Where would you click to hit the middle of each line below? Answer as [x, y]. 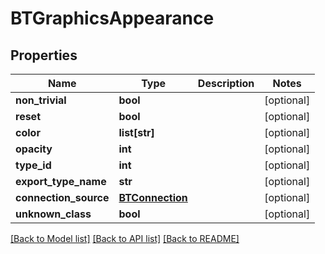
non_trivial [41, 100]
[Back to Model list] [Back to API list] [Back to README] [125, 238]
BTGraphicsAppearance [112, 18]
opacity [34, 149]
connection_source [62, 197]
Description [226, 83]
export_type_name [61, 181]
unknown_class [53, 214]
